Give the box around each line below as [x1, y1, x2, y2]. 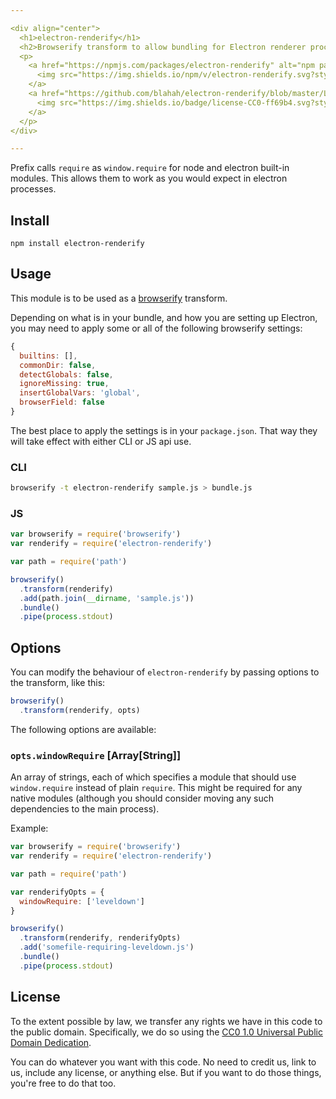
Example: [10, 822, 49, 835]
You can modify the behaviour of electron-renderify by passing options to [10, 666, 320, 678]
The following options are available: [10, 723, 157, 735]
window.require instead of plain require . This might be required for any [10, 782, 303, 794]
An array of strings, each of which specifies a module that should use [10, 771, 297, 783]
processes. [10, 183, 57, 195]
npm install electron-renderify [10, 239, 145, 249]
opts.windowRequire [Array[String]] [10, 748, 182, 762]
